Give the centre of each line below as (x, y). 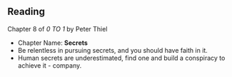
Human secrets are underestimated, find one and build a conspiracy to (121, 58)
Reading (26, 12)
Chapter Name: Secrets (52, 43)
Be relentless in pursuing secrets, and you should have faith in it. (113, 50)
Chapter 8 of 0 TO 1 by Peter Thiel (57, 29)
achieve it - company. (50, 65)
